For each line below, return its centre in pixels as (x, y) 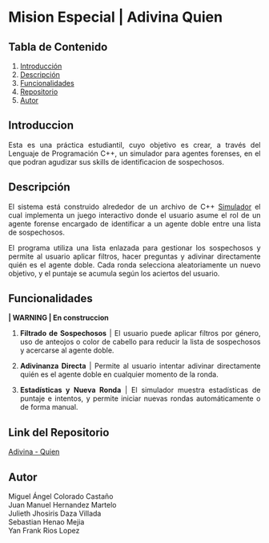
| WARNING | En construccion (59, 318)
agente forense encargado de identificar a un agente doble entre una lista (134, 223)
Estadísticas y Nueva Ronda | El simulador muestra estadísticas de (140, 390)
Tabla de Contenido (58, 47)
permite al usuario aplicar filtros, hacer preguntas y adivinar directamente (134, 256)
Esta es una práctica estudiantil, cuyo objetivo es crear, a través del (134, 145)
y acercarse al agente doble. (67, 350)
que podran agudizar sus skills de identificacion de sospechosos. (116, 161)
